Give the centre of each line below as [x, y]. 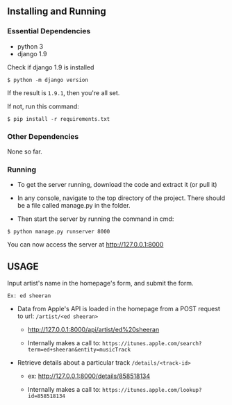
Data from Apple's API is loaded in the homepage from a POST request [118, 309]
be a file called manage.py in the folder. [74, 206]
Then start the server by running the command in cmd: [96, 219]
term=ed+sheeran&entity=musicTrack [79, 350]
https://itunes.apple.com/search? [152, 344]
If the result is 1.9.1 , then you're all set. [64, 92]
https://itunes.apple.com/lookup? [152, 390]
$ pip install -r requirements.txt [59, 119]
